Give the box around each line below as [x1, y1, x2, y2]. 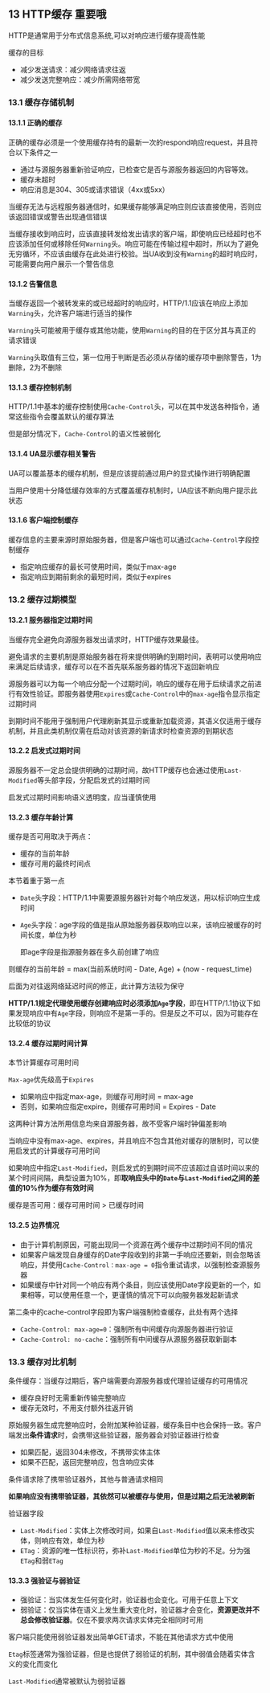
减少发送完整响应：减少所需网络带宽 [19, 75, 141, 84]
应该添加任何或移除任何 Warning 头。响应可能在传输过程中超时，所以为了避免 [8, 239, 260, 248]
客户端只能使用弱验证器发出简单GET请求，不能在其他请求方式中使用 [8, 1632, 234, 1642]
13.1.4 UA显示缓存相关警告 [8, 448, 96, 458]
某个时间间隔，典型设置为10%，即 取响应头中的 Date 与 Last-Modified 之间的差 [8, 1173, 260, 1183]
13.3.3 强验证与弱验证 [8, 1576, 80, 1585]
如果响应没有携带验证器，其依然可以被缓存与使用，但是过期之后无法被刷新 [8, 1491, 255, 1501]
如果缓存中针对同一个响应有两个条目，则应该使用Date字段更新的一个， [19, 1280, 255, 1290]
